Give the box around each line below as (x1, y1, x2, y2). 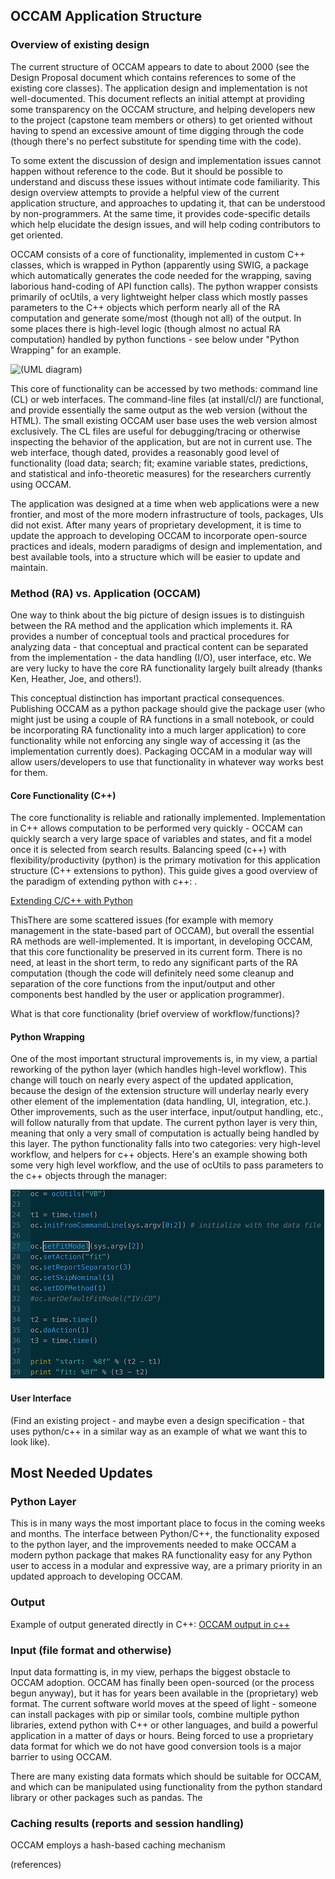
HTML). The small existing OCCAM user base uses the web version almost (10, 414, 318, 426)
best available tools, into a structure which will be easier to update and (10, 550, 301, 563)
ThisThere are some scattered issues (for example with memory (10, 914, 274, 926)
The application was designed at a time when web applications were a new (10, 497, 320, 509)
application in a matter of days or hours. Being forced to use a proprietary (10, 1729, 314, 1741)
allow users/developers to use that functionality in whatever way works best (10, 755, 324, 768)
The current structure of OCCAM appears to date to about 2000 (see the (10, 60, 310, 73)
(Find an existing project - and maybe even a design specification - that (10, 1414, 305, 1426)
